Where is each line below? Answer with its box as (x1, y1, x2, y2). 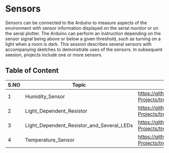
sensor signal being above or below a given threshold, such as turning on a (5, 36, 161, 42)
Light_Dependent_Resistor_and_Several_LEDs (25, 122, 133, 129)
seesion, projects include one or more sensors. (5, 51, 103, 58)
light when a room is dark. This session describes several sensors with (5, 41, 152, 47)
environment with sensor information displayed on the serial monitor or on (5, 25, 158, 31)
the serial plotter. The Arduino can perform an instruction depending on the (5, 30, 161, 36)
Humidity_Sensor (25, 93, 65, 100)
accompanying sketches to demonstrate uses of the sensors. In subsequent (5, 46, 162, 52)
